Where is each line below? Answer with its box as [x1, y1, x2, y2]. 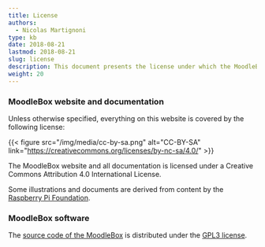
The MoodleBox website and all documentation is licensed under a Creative [8, 160, 254, 170]
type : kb [8, 33, 37, 42]
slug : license [8, 56, 55, 64]
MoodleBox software [8, 212, 90, 223]
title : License [8, 11, 58, 20]
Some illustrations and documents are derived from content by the [8, 184, 224, 194]
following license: [8, 122, 65, 131]
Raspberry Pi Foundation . [8, 193, 91, 202]
